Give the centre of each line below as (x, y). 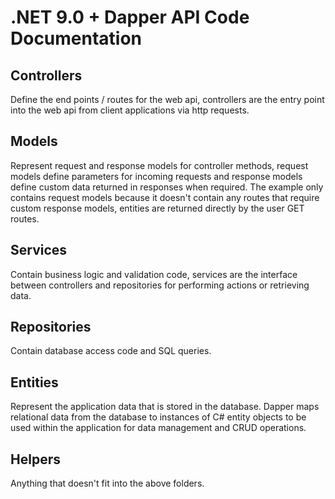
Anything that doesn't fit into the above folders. (107, 483)
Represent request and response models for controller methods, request (159, 165)
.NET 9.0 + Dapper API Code (130, 17)
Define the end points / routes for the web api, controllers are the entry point (167, 99)
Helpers (35, 459)
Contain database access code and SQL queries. (111, 351)
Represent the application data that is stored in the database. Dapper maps (165, 407)
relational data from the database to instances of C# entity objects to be (158, 417)
